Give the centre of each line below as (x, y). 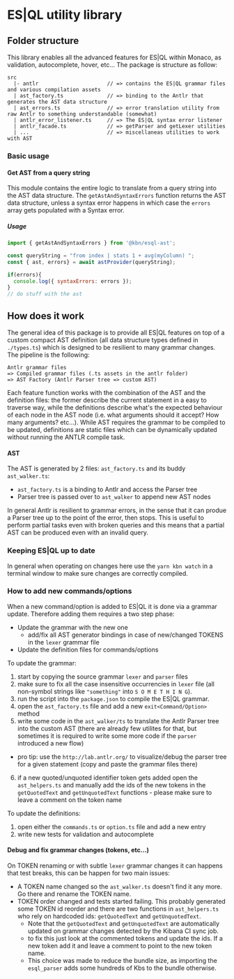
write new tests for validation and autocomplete (86, 834)
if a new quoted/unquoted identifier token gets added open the (108, 778)
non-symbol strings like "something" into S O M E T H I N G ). (105, 691)
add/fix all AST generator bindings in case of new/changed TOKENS (126, 635)
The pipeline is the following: (48, 355)
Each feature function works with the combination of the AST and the (107, 393)
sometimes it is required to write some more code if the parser (107, 736)
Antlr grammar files (37, 368)
